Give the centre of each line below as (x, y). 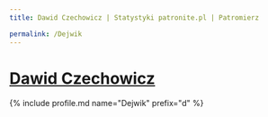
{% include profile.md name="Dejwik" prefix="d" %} (107, 103)
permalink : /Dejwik (46, 34)
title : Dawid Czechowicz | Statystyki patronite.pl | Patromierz (134, 18)
